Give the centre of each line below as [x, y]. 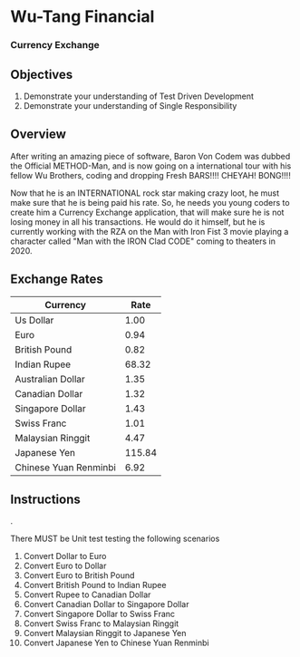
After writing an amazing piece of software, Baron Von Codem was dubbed [150, 156]
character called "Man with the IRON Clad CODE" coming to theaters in [143, 241]
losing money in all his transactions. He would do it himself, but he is [138, 222]
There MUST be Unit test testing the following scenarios [115, 539]
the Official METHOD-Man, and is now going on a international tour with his [151, 166]
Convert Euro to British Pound [79, 575]
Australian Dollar [50, 379]
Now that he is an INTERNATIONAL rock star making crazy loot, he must [145, 193]
